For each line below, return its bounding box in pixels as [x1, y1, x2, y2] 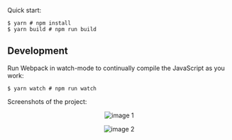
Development [7, 45, 69, 57]
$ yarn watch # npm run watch [7, 85, 97, 92]
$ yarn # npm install [7, 20, 72, 27]
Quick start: [7, 6, 41, 14]
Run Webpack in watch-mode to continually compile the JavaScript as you [7, 64, 226, 72]
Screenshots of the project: [7, 97, 87, 105]
